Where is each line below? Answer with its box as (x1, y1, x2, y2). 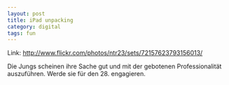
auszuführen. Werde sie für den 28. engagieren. (7, 70, 146, 78)
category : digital (7, 23, 61, 30)
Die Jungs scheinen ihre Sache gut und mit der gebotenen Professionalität (7, 62, 222, 70)
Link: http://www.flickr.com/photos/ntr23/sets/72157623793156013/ (7, 49, 203, 57)
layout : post (7, 10, 46, 17)
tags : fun (7, 29, 36, 37)
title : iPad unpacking (7, 17, 74, 24)
